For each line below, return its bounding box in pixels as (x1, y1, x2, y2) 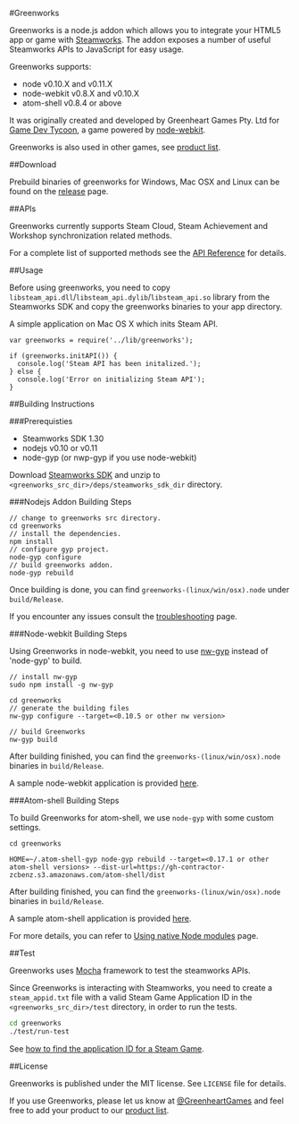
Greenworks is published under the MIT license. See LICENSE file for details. (9, 1077, 287, 1088)
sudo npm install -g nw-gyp (9, 680, 114, 689)
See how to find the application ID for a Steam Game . (9, 1043, 205, 1054)
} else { (9, 367, 42, 376)
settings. (9, 822, 42, 832)
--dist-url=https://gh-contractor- (93, 863, 226, 872)
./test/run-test (9, 1026, 70, 1036)
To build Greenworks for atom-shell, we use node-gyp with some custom (9, 813, 274, 822)
